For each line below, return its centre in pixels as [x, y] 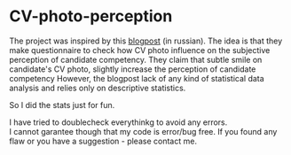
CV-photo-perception [91, 16]
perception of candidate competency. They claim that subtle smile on [136, 59]
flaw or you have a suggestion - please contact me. [103, 141]
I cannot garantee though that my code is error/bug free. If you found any [143, 131]
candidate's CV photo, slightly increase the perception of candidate [133, 69]
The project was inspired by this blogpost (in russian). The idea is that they [146, 41]
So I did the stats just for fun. [62, 105]
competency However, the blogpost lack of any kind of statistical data [137, 78]
